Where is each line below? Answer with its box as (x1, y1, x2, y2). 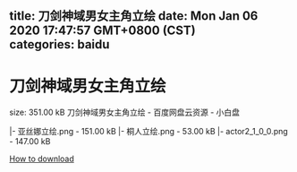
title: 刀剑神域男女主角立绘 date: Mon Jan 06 (9, 8, 259, 24)
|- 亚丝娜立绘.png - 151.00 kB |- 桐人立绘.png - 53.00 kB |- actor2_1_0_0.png (9, 126, 288, 137)
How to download (9, 153, 74, 164)
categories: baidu (9, 37, 110, 52)
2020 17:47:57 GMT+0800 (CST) (9, 23, 196, 39)
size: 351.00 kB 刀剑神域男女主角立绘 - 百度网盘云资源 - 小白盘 (9, 107, 240, 118)
